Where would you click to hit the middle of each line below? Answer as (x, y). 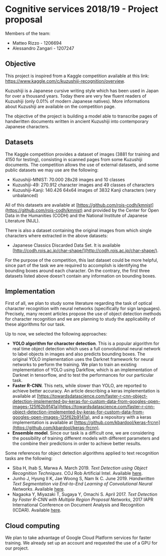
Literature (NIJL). (23, 221)
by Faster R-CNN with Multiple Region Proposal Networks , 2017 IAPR (83, 500)
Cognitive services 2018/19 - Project (82, 9)
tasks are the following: (29, 458)
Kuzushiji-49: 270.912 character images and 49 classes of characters (83, 185)
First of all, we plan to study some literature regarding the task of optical (79, 303)
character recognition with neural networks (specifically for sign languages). (83, 309)
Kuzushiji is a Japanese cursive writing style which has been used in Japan (82, 91)
